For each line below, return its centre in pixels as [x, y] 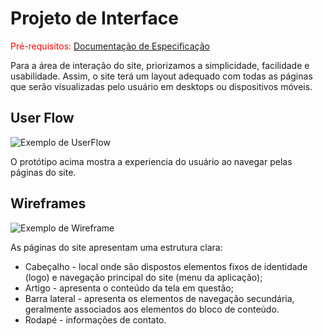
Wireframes [48, 203]
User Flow [42, 118]
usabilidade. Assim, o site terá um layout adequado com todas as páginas [161, 76]
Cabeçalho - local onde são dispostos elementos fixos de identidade [166, 266]
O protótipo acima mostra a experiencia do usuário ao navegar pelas [151, 161]
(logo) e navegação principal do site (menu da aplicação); [143, 277]
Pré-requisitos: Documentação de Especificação [110, 46]
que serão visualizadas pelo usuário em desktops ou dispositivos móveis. [161, 86]
